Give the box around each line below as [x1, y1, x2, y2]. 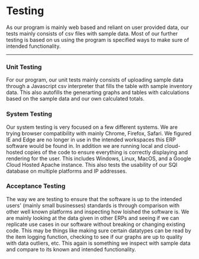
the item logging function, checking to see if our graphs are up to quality [6, 233, 183, 240]
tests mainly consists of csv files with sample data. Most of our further [6, 30, 178, 37]
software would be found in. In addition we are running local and [6, 142, 163, 149]
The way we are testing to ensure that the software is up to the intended [6, 195, 182, 202]
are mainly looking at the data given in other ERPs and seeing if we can [6, 214, 179, 221]
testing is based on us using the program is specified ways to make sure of [6, 36, 190, 43]
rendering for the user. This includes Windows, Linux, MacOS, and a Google [6, 155, 191, 162]
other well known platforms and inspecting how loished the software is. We [6, 208, 190, 215]
